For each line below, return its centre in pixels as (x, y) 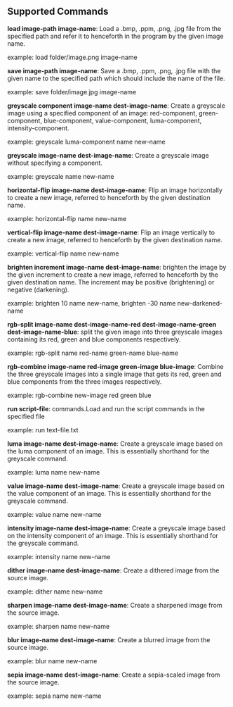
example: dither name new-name (55, 592)
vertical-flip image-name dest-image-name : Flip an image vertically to (111, 232)
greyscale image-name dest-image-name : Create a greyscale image (108, 155)
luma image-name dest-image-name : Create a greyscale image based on (115, 444)
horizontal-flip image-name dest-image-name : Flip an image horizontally (115, 190)
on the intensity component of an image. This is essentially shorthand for (113, 535)
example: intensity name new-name (59, 556)
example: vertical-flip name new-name (63, 254)
